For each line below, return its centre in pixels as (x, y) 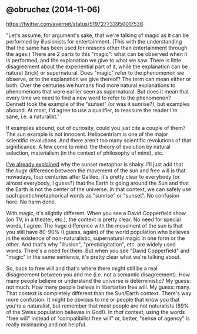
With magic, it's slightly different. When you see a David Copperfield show (96, 213)
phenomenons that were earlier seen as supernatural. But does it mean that (98, 91)
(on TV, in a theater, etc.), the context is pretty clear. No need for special (94, 219)
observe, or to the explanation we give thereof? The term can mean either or (98, 79)
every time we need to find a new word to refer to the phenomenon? (89, 98)
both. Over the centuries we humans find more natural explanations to (91, 85)
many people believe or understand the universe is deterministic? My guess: (98, 280)
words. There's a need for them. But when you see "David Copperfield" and (98, 250)
